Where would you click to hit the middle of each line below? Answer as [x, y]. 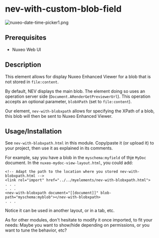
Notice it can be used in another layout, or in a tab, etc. [60, 211]
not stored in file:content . [32, 82]
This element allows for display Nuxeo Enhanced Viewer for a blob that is [78, 76]
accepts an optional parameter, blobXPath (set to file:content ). [68, 101]
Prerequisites [26, 38]
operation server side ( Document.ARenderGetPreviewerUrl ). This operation [78, 96]
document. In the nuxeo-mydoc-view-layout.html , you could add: [69, 163]
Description [23, 65]
